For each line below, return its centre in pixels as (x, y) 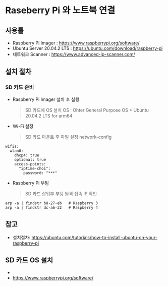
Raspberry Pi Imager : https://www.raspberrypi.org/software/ (76, 43)
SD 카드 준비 (20, 87)
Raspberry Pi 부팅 (31, 183)
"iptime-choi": (35, 168)
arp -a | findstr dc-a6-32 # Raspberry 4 (52, 207)
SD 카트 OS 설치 (29, 260)
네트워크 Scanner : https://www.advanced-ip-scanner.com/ (74, 54)
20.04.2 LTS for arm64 (49, 116)
